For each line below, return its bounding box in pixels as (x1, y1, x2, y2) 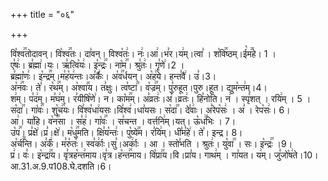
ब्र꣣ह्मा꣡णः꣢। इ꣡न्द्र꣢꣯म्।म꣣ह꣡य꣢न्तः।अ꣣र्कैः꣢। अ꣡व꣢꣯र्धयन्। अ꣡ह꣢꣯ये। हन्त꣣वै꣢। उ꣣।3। (10, 70, 217, 82)
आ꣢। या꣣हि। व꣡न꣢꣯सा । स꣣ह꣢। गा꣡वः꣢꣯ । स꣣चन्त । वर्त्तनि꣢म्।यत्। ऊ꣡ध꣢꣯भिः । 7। (10, 115, 237, 127)
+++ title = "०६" (10, 9, 75, 20)
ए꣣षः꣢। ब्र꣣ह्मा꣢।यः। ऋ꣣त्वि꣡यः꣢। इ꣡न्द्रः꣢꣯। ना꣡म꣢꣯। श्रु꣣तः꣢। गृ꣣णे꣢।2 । (10, 59, 185, 71)
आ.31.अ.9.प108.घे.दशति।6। (10, 160, 112, 172)
